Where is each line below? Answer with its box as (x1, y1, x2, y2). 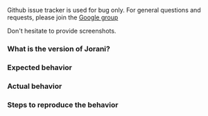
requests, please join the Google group (7, 13, 119, 22)
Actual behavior (7, 81, 62, 91)
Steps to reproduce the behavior (7, 100, 119, 110)
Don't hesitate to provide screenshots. (7, 27, 116, 35)
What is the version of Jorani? (7, 44, 111, 53)
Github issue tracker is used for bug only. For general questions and (7, 6, 201, 14)
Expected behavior (7, 63, 73, 72)
